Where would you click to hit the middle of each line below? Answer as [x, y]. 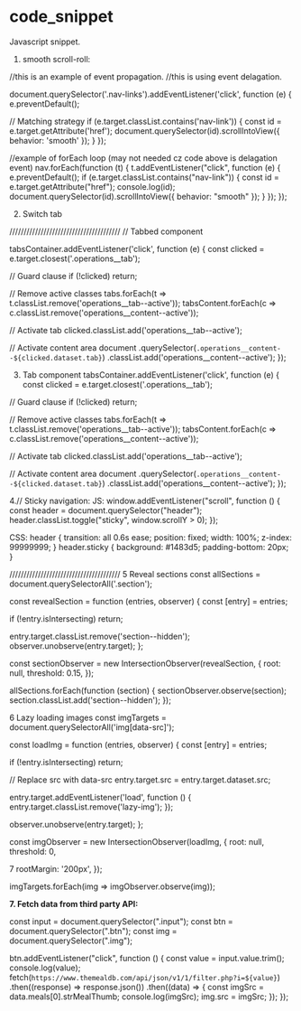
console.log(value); [45, 968]
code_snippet [62, 17]
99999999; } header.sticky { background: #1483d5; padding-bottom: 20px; [149, 547]
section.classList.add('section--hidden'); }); [90, 700]
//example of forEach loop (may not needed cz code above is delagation [143, 158]
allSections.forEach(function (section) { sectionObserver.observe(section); [148, 690]
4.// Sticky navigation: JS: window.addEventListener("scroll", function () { [145, 501]
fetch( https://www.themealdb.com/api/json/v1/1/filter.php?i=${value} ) [145, 977]
